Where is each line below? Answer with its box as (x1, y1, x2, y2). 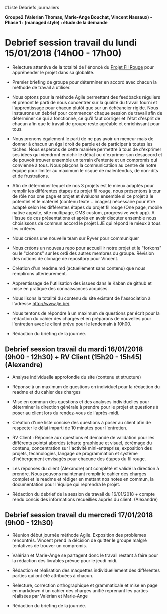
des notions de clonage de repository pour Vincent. (12, 255, 119, 261)
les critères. (12, 225, 37, 231)
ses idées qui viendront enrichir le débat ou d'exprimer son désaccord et (12, 151, 162, 157)
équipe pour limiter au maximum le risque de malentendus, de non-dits (12, 167, 158, 173)
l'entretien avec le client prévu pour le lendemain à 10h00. (12, 321, 132, 327)
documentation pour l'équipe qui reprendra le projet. (12, 481, 121, 487)
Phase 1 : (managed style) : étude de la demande (5, 20, 108, 25)
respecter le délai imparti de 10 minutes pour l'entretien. (12, 425, 128, 431)
